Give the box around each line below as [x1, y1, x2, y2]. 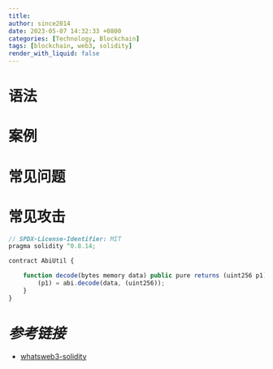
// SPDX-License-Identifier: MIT [8, 234, 122, 243]
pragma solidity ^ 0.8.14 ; [8, 242, 96, 251]
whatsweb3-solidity [19, 351, 87, 361]
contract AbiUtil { [8, 257, 75, 265]
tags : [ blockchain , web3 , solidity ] [8, 42, 132, 50]
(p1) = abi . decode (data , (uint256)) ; [37, 279, 165, 287]
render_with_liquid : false [8, 49, 100, 58]
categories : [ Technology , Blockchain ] [8, 34, 140, 43]
